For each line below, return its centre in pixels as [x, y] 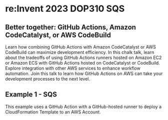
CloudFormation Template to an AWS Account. [53, 112]
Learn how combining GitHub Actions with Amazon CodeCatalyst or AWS [80, 47]
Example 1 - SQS [31, 95]
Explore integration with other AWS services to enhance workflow [73, 68]
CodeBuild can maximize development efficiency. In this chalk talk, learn [80, 52]
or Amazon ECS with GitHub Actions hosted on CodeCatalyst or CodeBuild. [82, 63]
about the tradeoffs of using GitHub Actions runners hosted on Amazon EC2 [83, 57]
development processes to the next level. [47, 79]
